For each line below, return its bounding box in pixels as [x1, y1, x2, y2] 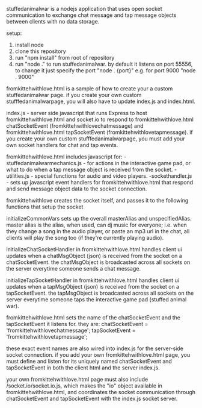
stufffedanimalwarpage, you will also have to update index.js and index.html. [6, 98, 195, 105]
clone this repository [14, 48, 66, 55]
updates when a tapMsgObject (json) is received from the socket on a [6, 283, 179, 290]
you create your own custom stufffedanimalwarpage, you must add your [6, 135, 185, 142]
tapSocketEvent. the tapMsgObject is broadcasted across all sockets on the [6, 289, 194, 297]
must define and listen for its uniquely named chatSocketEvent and [6, 358, 173, 365]
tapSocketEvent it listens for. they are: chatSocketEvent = [6, 321, 148, 327]
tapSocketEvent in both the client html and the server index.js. [6, 364, 161, 371]
